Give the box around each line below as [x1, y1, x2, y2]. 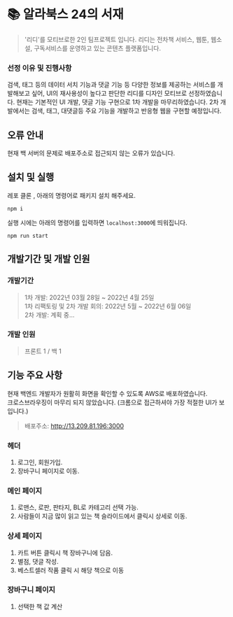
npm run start [7, 232, 49, 239]
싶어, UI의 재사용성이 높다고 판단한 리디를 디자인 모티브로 [31, 89, 188, 98]
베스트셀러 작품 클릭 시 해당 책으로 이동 [17, 566, 125, 574]
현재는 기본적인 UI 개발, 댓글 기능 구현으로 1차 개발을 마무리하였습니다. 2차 [16, 98, 219, 106]
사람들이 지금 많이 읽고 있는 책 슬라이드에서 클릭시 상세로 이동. [17, 512, 188, 520]
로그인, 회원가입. [17, 458, 63, 466]
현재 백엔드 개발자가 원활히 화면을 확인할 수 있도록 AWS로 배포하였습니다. [7, 389, 208, 397]
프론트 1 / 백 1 [24, 347, 62, 355]
